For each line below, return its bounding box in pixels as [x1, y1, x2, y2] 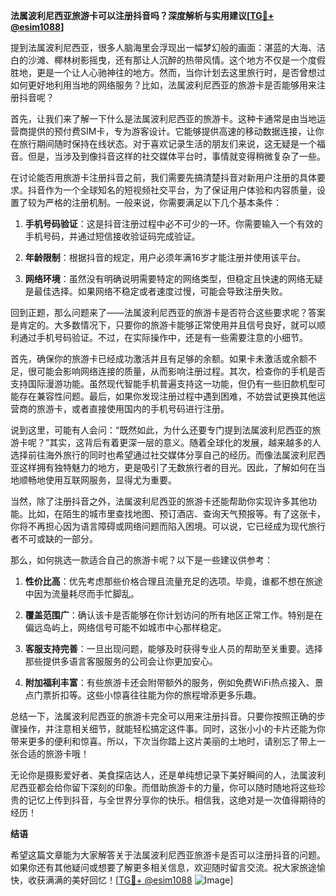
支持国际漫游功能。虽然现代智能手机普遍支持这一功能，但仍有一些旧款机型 [10, 378, 317, 389]
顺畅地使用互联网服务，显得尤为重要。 [18, 474, 177, 486]
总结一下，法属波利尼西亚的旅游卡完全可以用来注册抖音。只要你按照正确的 [10, 710, 317, 722]
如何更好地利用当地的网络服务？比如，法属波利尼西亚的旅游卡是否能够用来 [10, 79, 317, 91]
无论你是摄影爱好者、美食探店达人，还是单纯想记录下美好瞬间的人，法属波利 [10, 769, 326, 781]
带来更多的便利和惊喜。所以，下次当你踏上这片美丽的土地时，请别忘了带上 [10, 735, 317, 747]
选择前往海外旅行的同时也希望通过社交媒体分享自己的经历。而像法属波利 [10, 449, 308, 461]
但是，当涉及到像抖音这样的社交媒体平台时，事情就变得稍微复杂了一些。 [27, 150, 326, 162]
